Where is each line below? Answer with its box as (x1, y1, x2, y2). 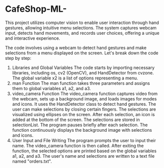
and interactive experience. (5, 35, 60, 41)
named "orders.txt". (12, 158, 52, 164)
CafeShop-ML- (5, 3, 67, 15)
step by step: (5, 55, 32, 61)
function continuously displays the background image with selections (12, 127, 152, 133)
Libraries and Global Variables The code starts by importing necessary (12, 65, 155, 71)
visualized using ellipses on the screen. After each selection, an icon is (12, 111, 155, 117)
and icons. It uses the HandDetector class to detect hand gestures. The (12, 101, 157, 107)
